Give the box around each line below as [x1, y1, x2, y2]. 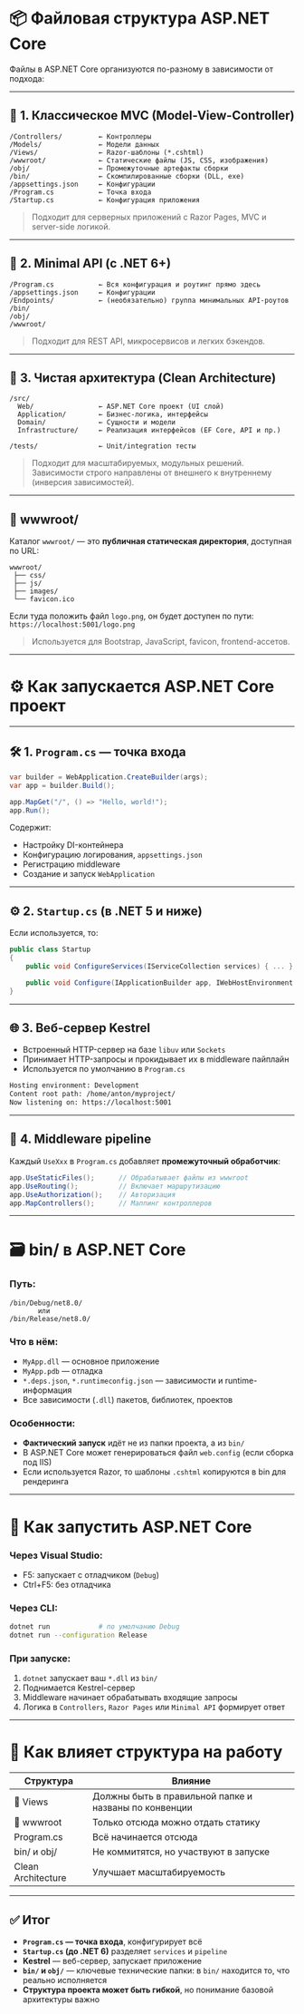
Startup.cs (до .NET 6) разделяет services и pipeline [22, 1946, 228, 1957]
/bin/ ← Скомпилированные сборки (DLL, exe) [9, 171, 245, 180]
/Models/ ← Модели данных [9, 140, 160, 149]
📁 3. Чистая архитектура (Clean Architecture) [9, 370, 277, 385]
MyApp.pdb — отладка [22, 1366, 103, 1377]
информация [22, 1385, 72, 1396]
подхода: [9, 73, 45, 83]
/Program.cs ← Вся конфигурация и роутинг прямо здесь [9, 279, 261, 289]
